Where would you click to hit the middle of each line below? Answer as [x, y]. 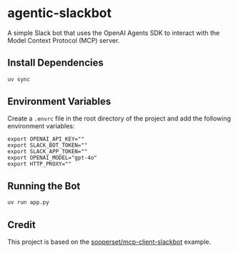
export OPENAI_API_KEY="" [46, 139]
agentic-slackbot [60, 13]
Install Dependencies [55, 63]
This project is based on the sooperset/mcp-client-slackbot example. [109, 242]
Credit [21, 225]
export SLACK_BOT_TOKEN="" [48, 145]
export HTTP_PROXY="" [40, 164]
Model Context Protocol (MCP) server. [64, 40]
